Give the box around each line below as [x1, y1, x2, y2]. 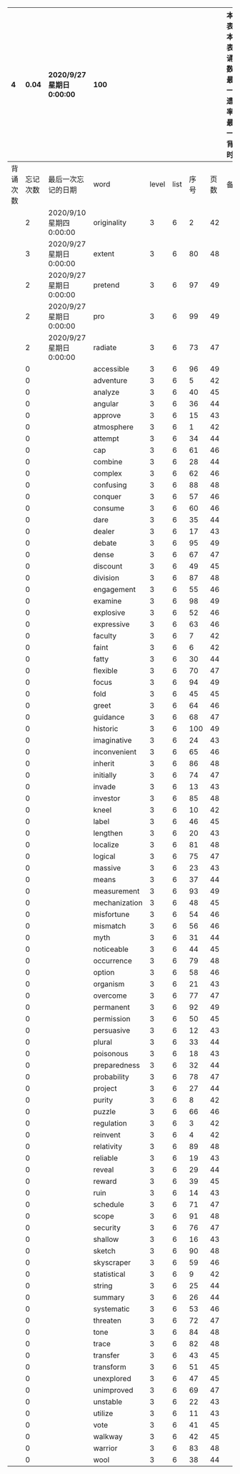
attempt [93, 433, 119, 443]
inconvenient [93, 747, 137, 756]
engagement [93, 585, 136, 594]
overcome [93, 991, 127, 1001]
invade [93, 782, 116, 791]
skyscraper [93, 1258, 131, 1267]
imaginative [93, 736, 132, 745]
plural [93, 1037, 113, 1047]
